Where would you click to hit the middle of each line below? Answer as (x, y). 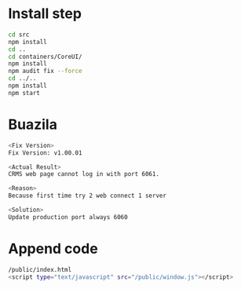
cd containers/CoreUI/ (45, 57)
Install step (45, 14)
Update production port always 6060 (68, 217)
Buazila (33, 124)
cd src (19, 35)
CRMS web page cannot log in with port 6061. (84, 174)
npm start (24, 93)
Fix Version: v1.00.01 (45, 153)
